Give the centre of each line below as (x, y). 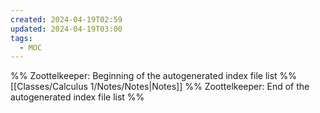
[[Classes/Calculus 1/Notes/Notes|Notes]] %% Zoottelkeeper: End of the (160, 87)
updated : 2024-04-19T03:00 (66, 29)
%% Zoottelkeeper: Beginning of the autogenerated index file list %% (154, 76)
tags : (21, 38)
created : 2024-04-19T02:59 (66, 19)
